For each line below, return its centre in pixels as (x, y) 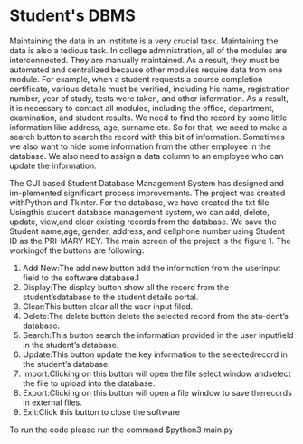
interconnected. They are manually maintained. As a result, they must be (144, 60)
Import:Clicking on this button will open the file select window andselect (156, 373)
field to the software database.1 (81, 278)
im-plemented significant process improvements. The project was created (147, 193)
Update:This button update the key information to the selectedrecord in (155, 354)
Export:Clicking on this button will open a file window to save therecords (157, 392)
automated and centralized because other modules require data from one (146, 70)
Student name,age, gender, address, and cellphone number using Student (147, 231)
